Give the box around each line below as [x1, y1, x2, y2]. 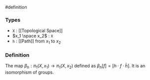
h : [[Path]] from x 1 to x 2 [12, 38, 61, 45]
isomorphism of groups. [5, 69, 54, 76]
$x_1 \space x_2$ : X [12, 33, 53, 39]
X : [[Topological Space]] [12, 28, 63, 34]
